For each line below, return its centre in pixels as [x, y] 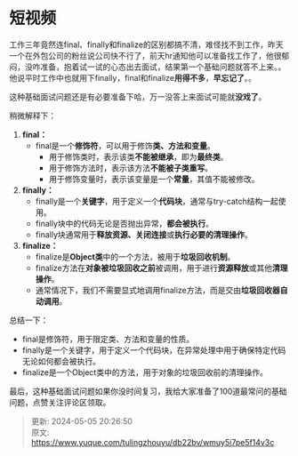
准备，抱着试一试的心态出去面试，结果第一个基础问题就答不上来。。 [163, 67]
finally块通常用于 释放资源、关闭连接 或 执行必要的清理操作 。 [144, 234]
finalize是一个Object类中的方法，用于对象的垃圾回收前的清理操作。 [145, 372]
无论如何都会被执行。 [61, 361]
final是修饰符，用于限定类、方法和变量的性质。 [108, 339]
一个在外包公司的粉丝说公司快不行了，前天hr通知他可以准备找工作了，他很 [145, 55]
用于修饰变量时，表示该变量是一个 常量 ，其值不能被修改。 [154, 179]
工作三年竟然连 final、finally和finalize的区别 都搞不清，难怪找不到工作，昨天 [146, 44]
